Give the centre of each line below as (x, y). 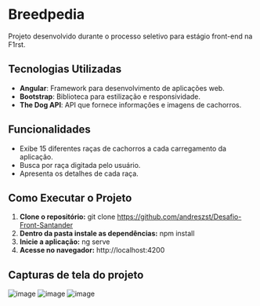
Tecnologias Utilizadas (65, 69)
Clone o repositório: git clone (67, 217)
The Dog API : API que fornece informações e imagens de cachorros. (130, 104)
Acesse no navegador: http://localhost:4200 (92, 250)
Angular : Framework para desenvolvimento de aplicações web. (122, 88)
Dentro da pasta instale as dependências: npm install (107, 234)
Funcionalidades (50, 130)
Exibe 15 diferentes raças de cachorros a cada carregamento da (123, 148)
